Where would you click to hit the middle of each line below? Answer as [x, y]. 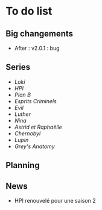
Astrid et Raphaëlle [38, 127]
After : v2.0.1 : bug [37, 48]
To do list [29, 11]
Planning [23, 165]
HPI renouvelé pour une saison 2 [55, 201]
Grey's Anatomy [34, 146]
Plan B [23, 95]
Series [18, 67]
